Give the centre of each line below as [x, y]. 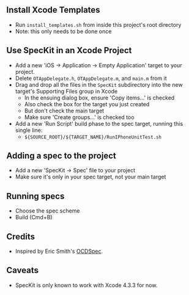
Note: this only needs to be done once [63, 31]
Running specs [35, 196]
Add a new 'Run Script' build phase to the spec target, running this [99, 123]
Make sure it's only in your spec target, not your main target [91, 177]
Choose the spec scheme [47, 211]
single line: [29, 130]
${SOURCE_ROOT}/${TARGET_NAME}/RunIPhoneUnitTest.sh [93, 137]
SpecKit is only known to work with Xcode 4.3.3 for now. [86, 285]
